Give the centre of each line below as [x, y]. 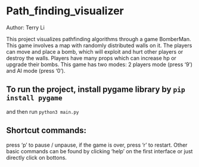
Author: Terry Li [25, 27]
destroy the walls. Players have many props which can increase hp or [91, 58]
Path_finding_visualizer [65, 11]
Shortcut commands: [46, 130]
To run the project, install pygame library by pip [96, 90]
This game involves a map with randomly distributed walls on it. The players [99, 45]
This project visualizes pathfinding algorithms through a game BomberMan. [99, 39]
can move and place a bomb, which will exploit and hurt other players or [95, 51]
